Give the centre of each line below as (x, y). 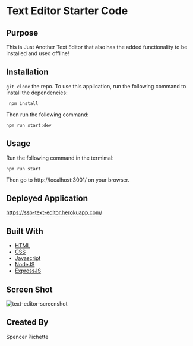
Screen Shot (29, 289)
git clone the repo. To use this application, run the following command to (96, 86)
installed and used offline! (38, 53)
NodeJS (25, 265)
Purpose (22, 33)
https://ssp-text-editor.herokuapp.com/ (54, 212)
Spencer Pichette (27, 337)
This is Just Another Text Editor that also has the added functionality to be (97, 47)
